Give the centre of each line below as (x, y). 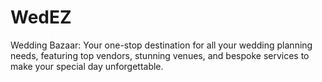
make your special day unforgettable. (87, 66)
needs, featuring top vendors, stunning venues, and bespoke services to (160, 55)
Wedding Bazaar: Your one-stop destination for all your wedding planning (161, 45)
